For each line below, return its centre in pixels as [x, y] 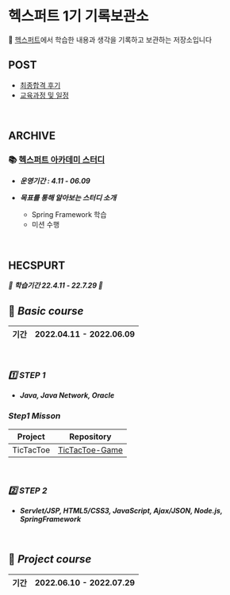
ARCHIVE [32, 136]
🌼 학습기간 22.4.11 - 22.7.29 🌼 [56, 285]
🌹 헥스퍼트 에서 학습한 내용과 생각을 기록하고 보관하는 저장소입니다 [110, 40]
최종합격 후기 [40, 85]
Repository [90, 437]
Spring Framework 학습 [69, 215]
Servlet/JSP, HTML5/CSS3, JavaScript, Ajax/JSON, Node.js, [121, 510]
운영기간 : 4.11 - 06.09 [55, 181]
